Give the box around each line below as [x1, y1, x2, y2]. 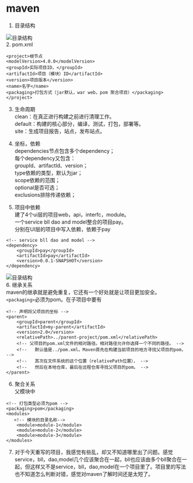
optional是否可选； [14, 184, 60, 191]
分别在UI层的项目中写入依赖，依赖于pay [14, 225, 111, 232]
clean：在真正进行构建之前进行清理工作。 [14, 113, 115, 120]
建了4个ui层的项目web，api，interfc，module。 [14, 211, 129, 218]
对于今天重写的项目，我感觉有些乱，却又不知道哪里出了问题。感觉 [14, 448, 173, 455]
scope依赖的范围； [14, 176, 61, 183]
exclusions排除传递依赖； [14, 191, 76, 198]
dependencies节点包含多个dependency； [14, 147, 115, 154]
